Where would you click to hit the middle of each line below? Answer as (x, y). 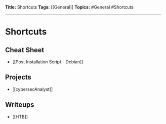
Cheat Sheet (25, 50)
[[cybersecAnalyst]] (32, 89)
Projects (18, 77)
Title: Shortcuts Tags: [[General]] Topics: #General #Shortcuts (69, 7)
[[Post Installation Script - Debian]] (48, 62)
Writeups (20, 105)
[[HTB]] (20, 117)
